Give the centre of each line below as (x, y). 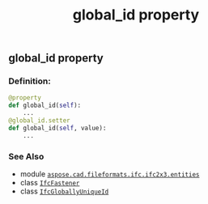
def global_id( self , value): (57, 128)
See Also (26, 156)
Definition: (30, 81)
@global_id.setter (39, 121)
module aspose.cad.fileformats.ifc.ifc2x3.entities (110, 174)
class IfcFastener (50, 183)
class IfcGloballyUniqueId (64, 191)
